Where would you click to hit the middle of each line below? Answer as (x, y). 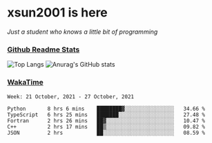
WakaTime (25, 82)
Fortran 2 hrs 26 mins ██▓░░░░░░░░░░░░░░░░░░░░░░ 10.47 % (106, 121)
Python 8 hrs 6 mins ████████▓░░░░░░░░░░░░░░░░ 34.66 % (106, 109)
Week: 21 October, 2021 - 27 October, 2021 (71, 97)
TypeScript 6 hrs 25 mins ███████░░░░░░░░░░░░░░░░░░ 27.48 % (106, 115)
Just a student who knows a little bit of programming (83, 32)
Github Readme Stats (44, 49)
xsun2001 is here (58, 13)
